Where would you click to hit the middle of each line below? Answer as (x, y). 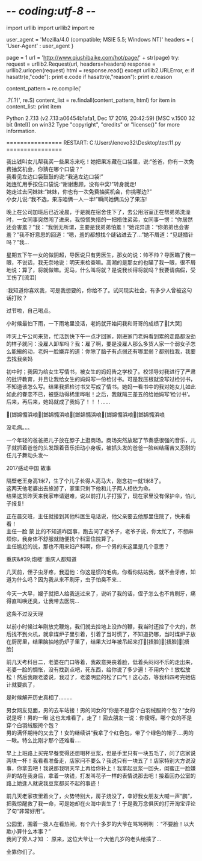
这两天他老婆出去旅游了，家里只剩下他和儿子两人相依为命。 (80, 488)
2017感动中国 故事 (29, 468)
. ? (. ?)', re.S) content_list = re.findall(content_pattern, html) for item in (91, 100)
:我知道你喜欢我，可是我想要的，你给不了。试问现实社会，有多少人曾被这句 (99, 290)
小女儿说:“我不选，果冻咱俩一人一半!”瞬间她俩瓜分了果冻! (77, 199)
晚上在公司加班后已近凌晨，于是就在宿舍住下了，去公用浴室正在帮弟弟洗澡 (98, 211)
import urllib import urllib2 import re (50, 28)
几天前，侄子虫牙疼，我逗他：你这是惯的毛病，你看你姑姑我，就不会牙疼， (98, 572)
